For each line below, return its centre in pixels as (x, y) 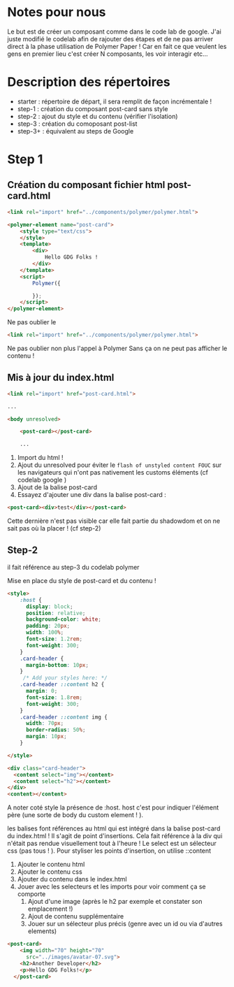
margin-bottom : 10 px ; (57, 665)
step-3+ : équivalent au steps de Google (75, 131)
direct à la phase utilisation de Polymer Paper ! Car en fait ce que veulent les (117, 46)
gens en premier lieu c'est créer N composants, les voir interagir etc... (108, 54)
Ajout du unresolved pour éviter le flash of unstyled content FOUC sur (119, 465)
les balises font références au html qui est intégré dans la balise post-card (114, 828)
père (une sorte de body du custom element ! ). (75, 815)
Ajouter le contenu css (50, 872)
